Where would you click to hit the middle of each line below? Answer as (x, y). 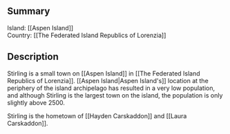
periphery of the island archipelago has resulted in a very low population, (111, 88)
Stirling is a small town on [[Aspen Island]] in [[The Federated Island (104, 73)
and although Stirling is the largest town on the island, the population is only (115, 95)
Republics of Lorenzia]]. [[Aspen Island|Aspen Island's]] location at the (108, 80)
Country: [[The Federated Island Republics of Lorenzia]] (87, 35)
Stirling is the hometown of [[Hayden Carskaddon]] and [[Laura (97, 115)
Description (33, 57)
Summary (29, 11)
